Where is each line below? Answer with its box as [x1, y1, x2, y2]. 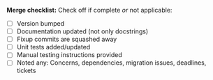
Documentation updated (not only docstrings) [16, 27, 149, 35]
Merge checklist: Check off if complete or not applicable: [6, 6, 172, 14]
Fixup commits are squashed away [16, 35, 117, 44]
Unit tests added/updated [16, 43, 91, 51]
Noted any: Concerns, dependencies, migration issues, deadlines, [16, 58, 207, 67]
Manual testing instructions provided [16, 51, 123, 59]
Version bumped [16, 19, 64, 27]
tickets [16, 66, 36, 75]
